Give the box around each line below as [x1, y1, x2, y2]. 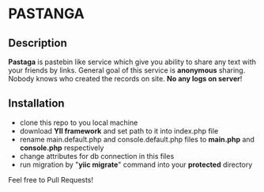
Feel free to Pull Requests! [8, 175, 93, 184]
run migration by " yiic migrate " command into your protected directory [19, 160, 253, 169]
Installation [8, 96, 65, 111]
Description [8, 36, 67, 50]
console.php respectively [19, 143, 104, 152]
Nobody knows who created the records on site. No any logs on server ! [8, 74, 243, 83]
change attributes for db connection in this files [19, 151, 175, 160]
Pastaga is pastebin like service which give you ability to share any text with [8, 57, 257, 66]
